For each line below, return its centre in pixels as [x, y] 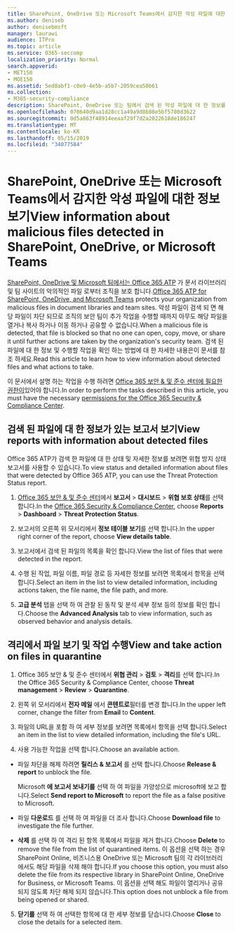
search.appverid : [33, 66]
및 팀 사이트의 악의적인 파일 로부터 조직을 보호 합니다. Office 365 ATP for [107, 291]
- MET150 [20, 72]
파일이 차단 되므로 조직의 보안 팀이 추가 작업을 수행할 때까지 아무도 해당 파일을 [121, 317]
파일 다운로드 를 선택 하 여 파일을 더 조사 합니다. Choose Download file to [119, 817]
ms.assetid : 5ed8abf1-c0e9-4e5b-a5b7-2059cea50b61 [83, 86]
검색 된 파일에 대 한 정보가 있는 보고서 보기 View [103, 429]
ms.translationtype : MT [42, 125]
